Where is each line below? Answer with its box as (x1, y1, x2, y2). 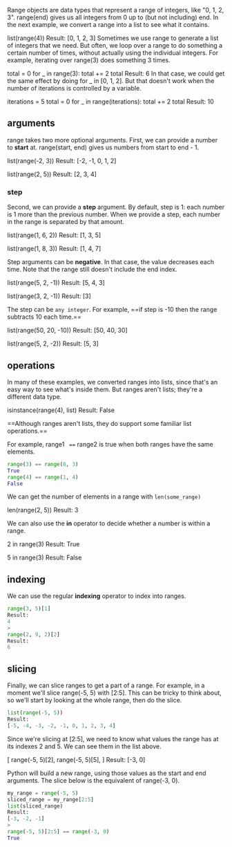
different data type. (7, 392, 62, 400)
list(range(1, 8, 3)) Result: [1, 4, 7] (7, 245, 101, 253)
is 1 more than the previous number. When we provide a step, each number (7, 210, 221, 218)
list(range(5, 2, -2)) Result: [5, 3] (7, 339, 99, 348)
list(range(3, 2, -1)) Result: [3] (7, 292, 91, 300)
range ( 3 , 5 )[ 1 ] (7, 605, 51, 613)
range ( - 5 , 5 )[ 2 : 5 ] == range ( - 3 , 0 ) (7, 828, 110, 835)
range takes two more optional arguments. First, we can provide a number (7, 136, 218, 144)
